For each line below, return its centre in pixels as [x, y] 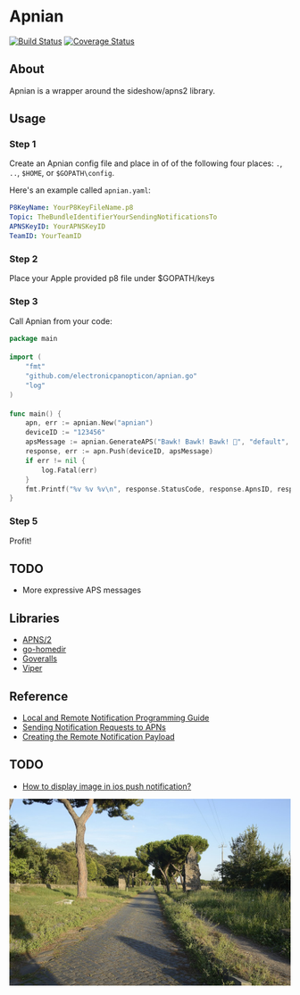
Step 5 [24, 521]
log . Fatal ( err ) [70, 470]
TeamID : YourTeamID [46, 236]
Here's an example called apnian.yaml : [80, 190]
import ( [25, 357]
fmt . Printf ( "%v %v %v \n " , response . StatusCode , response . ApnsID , [150, 489]
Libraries [34, 618]
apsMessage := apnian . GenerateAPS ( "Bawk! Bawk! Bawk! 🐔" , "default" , [158, 442]
